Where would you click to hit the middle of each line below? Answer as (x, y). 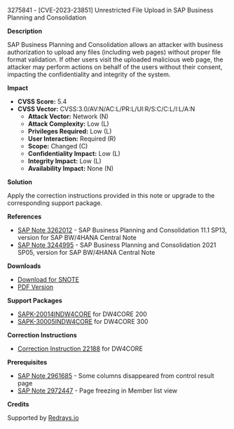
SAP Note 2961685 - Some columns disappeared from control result (116, 376)
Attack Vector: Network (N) (68, 116)
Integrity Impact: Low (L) (64, 161)
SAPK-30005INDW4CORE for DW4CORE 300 (83, 322)
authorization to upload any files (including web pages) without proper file (114, 52)
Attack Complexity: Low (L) (69, 124)
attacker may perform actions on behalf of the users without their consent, (115, 67)
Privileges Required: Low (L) (70, 131)
